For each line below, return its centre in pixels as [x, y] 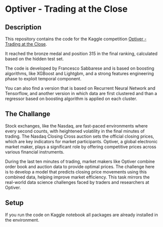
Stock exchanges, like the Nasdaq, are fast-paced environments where [76, 126]
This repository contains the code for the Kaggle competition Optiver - [76, 39]
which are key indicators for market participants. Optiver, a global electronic [81, 141]
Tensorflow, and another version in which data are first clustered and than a [81, 93]
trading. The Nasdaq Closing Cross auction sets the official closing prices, [80, 136]
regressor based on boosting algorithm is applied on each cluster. [71, 99]
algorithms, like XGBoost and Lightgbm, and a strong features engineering [80, 74]
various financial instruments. [35, 152]
